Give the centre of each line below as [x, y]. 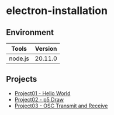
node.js [19, 58]
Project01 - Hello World [42, 93]
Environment [30, 32]
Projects [22, 79]
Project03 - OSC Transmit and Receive [61, 106]
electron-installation [57, 11]
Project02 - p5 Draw [39, 99]
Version [46, 49]
